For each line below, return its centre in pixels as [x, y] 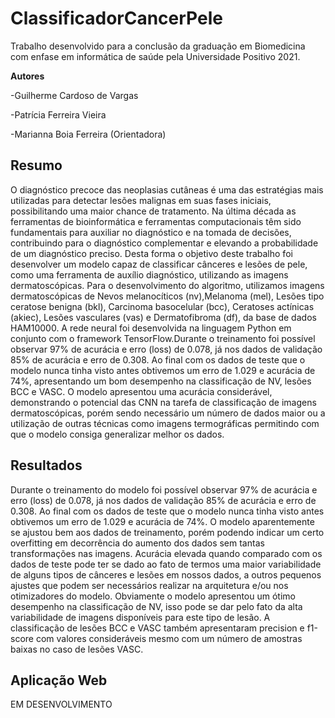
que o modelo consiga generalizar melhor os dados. [117, 434]
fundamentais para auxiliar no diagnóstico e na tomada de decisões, [151, 232]
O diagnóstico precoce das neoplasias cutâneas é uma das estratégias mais [167, 189]
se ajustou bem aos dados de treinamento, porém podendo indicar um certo [167, 532]
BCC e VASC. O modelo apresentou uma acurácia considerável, [141, 391]
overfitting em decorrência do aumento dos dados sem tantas [137, 543]
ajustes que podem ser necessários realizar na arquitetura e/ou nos [149, 585]
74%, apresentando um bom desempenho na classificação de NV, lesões [161, 381]
